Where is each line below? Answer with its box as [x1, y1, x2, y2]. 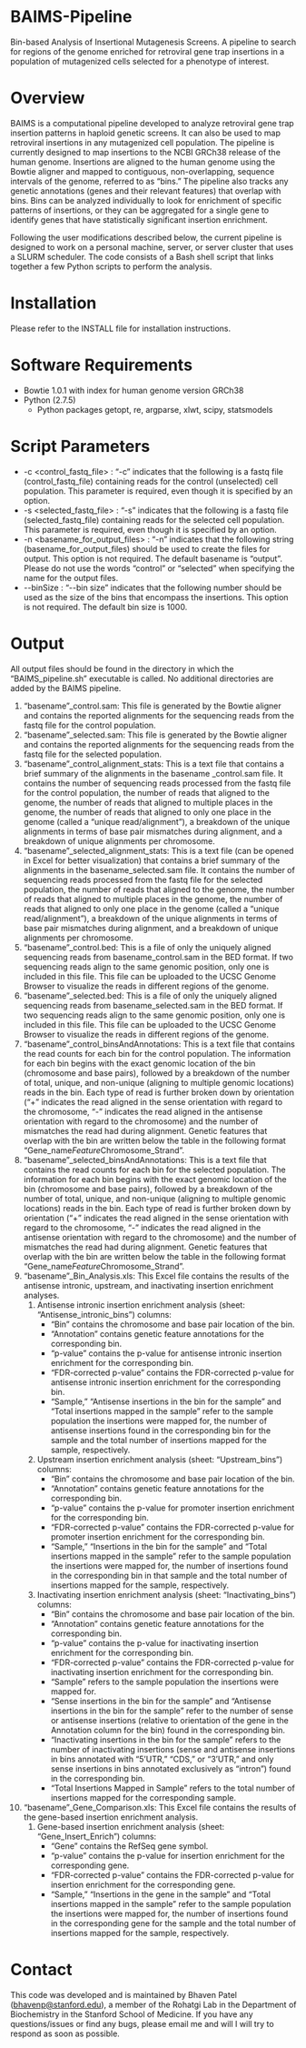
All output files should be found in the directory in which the [10, 663, 234, 674]
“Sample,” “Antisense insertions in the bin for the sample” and [50, 1396, 282, 1407]
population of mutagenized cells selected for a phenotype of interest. [10, 55, 270, 66]
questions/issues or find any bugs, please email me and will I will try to [10, 2018, 275, 2029]
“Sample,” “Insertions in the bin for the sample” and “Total [50, 1541, 267, 1551]
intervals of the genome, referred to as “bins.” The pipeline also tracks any [10, 176, 289, 186]
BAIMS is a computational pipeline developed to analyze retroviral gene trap [10, 117, 294, 128]
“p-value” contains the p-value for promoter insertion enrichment [50, 1502, 295, 1513]
